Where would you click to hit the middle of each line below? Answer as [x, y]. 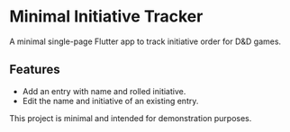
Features [35, 70]
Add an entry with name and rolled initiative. [104, 91]
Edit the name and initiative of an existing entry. [110, 101]
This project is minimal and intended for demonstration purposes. [131, 118]
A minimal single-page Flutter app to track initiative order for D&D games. [145, 41]
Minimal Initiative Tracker [106, 17]
